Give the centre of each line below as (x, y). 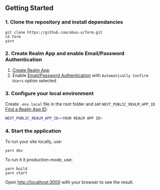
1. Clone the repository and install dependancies (64, 22)
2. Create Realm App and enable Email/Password (65, 53)
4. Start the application (33, 131)
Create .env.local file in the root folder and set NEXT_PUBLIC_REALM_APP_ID (80, 104)
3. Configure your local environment (49, 93)
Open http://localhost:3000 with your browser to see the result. (70, 182)
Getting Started (29, 8)
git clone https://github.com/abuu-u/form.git (54, 32)
